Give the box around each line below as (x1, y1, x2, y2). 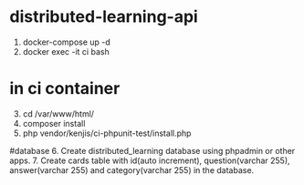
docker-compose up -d (22, 36, 111, 47)
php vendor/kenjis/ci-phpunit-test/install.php (22, 128, 192, 139)
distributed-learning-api (9, 6, 198, 27)
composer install (22, 118, 86, 128)
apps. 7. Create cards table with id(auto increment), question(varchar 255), (9, 155, 290, 166)
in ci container (9, 78, 121, 99)
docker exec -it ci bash (22, 46, 110, 57)
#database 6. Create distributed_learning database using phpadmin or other (9, 145, 296, 156)
